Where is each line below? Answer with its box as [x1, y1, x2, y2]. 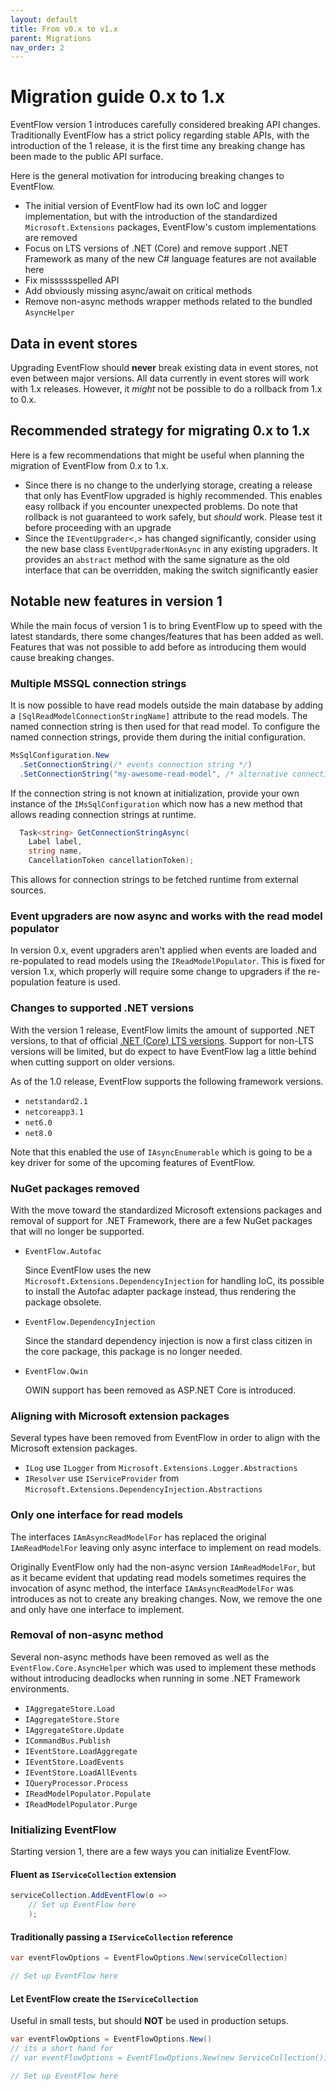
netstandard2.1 [24, 1096, 89, 1106]
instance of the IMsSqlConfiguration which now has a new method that [10, 797, 303, 810]
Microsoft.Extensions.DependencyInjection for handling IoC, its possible [24, 1274, 325, 1286]
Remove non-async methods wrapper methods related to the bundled [24, 296, 313, 308]
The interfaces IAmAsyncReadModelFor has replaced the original [10, 1531, 267, 1543]
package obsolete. [24, 1296, 102, 1308]
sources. [10, 884, 47, 896]
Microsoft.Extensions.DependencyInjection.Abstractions [24, 1485, 263, 1495]
